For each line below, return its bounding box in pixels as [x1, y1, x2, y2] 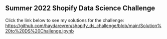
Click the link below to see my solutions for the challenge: [5, 17, 124, 23]
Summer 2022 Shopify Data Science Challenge [5, 4, 155, 12]
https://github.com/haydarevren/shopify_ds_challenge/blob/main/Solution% [5, 22, 162, 28]
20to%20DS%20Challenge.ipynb [5, 27, 74, 34]
